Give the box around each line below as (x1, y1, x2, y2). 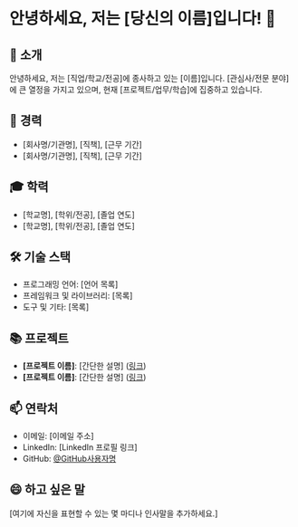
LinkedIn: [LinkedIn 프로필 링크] (22, 442, 138, 453)
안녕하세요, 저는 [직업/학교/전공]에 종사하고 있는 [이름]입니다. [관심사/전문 (9, 73, 270, 83)
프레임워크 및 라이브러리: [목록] (22, 291, 133, 302)
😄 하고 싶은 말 (9, 482, 86, 498)
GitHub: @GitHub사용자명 (22, 454, 117, 465)
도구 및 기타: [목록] (22, 302, 90, 312)
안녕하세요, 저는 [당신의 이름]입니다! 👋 (9, 8, 276, 29)
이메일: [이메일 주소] (22, 431, 94, 442)
